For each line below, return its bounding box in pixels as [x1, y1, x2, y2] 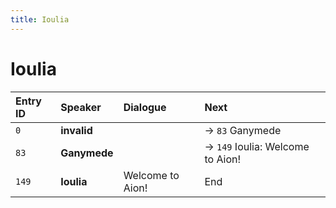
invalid [60, 123, 93, 137]
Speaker [60, 100, 102, 114]
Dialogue [123, 100, 167, 114]
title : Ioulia [10, 14, 70, 25]
